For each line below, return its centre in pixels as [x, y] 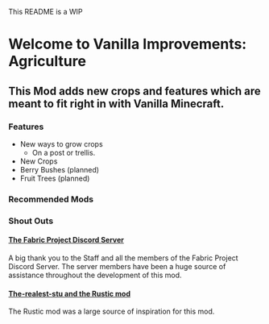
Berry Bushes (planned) [59, 169]
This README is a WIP [46, 12]
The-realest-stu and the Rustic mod [70, 293]
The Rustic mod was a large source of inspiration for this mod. [112, 312]
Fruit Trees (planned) [55, 178]
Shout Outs [31, 221]
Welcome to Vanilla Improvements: [128, 44]
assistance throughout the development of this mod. [95, 275]
